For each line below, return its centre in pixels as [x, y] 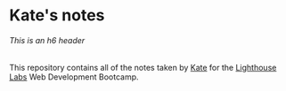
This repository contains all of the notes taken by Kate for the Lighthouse [143, 68]
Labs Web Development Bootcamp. [74, 77]
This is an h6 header [47, 40]
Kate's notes [57, 15]
